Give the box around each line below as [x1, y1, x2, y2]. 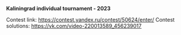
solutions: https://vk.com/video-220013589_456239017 [6, 23, 142, 29]
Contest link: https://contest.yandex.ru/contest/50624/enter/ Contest [6, 16, 175, 23]
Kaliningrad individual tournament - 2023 [6, 5, 111, 12]
